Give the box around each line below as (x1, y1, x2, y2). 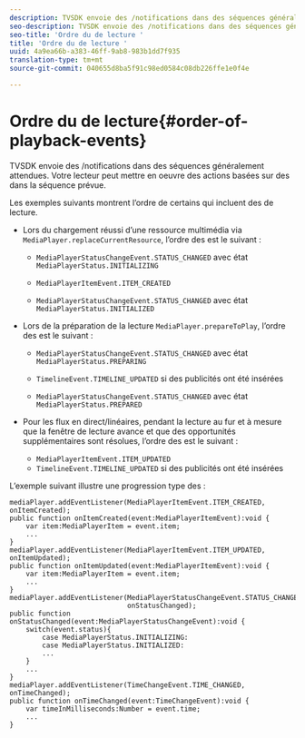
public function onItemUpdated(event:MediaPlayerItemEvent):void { (9, 561, 271, 570)
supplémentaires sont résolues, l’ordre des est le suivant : (22, 435, 239, 446)
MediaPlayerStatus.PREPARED (35, 400, 143, 409)
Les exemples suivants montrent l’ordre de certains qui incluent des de (9, 197, 274, 208)
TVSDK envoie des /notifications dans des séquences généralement (9, 160, 265, 171)
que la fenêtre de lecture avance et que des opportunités (22, 426, 236, 437)
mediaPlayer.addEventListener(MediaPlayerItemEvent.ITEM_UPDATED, (9, 546, 266, 555)
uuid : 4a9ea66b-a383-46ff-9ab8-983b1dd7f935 (9, 47, 181, 56)
